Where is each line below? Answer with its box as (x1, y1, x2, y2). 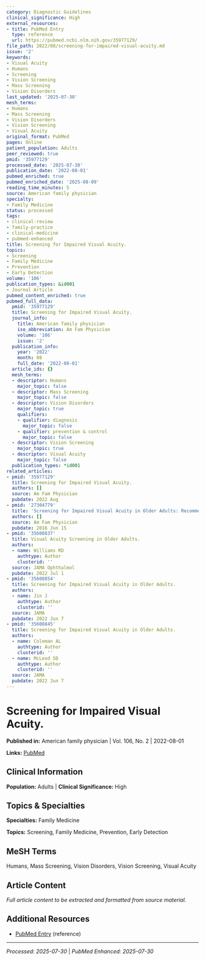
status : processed (6, 207, 53, 213)
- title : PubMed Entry (6, 26, 64, 32)
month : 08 (17, 355, 43, 361)
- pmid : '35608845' (6, 621, 56, 627)
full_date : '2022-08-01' (17, 360, 81, 366)
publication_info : (12, 343, 59, 349)
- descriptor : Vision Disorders (12, 400, 95, 406)
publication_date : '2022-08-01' (6, 168, 88, 174)
